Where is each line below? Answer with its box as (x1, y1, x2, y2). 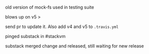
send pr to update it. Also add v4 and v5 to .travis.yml (5, 23, 119, 29)
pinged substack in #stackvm (5, 33, 66, 39)
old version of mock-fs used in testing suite (5, 4, 94, 10)
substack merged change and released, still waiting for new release (5, 43, 144, 49)
